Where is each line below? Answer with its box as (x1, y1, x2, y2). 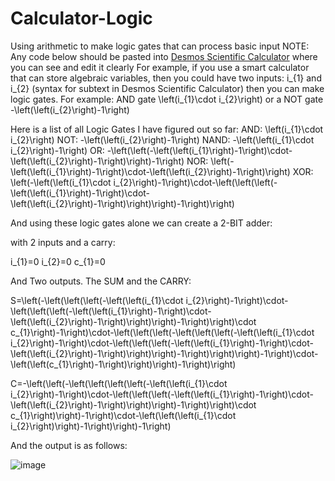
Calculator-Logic (10, 7, 153, 30)
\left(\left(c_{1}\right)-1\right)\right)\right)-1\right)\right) (10, 358, 237, 370)
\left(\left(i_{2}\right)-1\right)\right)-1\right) (10, 155, 185, 167)
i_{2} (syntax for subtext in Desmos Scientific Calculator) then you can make (10, 82, 325, 94)
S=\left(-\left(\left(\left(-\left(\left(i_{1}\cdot (10, 294, 184, 306)
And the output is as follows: (10, 439, 128, 451)
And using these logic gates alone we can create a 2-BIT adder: (10, 217, 273, 229)
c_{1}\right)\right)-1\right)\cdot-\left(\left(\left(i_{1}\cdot (10, 409, 237, 421)
